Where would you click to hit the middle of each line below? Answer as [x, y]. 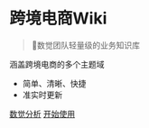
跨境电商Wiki [58, 18]
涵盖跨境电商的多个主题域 [57, 64]
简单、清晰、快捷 [54, 83]
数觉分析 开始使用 [42, 114]
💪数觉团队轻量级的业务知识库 [85, 45]
